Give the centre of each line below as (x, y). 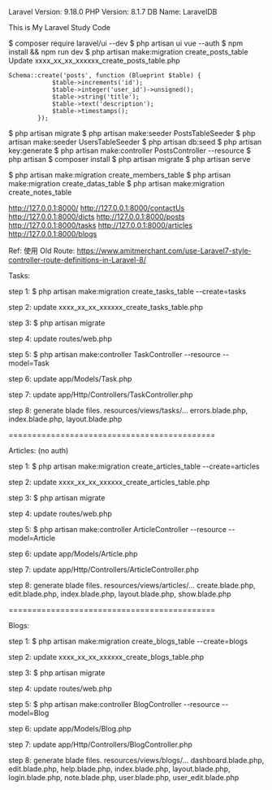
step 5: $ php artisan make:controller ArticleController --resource (118, 529)
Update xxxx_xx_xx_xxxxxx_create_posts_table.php (94, 61)
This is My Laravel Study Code (60, 27)
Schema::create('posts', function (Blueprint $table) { (105, 76)
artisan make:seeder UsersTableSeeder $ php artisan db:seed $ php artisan (135, 142)
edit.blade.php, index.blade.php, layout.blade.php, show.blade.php (120, 594)
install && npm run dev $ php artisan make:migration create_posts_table (128, 52)
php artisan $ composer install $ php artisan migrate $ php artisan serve (130, 159)
